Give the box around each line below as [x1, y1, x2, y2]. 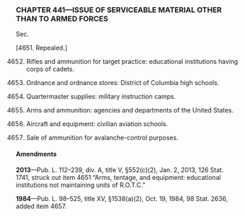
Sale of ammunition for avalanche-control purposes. [25, 133, 178, 142]
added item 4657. [16, 202, 67, 210]
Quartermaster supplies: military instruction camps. [25, 92, 176, 101]
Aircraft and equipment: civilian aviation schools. [25, 120, 169, 128]
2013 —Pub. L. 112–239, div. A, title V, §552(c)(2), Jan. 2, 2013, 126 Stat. [16, 165, 224, 174]
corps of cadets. [25, 65, 74, 74]
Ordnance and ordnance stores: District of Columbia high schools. [25, 79, 220, 87]
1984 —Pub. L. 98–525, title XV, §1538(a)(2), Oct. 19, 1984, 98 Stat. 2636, [16, 194, 228, 203]
